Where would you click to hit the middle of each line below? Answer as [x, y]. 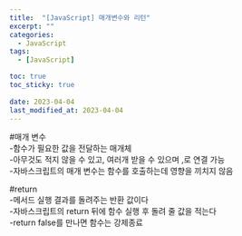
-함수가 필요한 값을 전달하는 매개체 [71, 148]
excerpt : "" [32, 26]
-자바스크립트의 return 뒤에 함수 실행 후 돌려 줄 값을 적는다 [113, 211]
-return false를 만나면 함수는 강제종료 [76, 222]
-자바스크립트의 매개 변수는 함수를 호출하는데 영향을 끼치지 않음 [121, 171]
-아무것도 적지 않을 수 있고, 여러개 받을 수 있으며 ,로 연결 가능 [117, 160]
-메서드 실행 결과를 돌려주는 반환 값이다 [79, 200]
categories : [32, 34]
